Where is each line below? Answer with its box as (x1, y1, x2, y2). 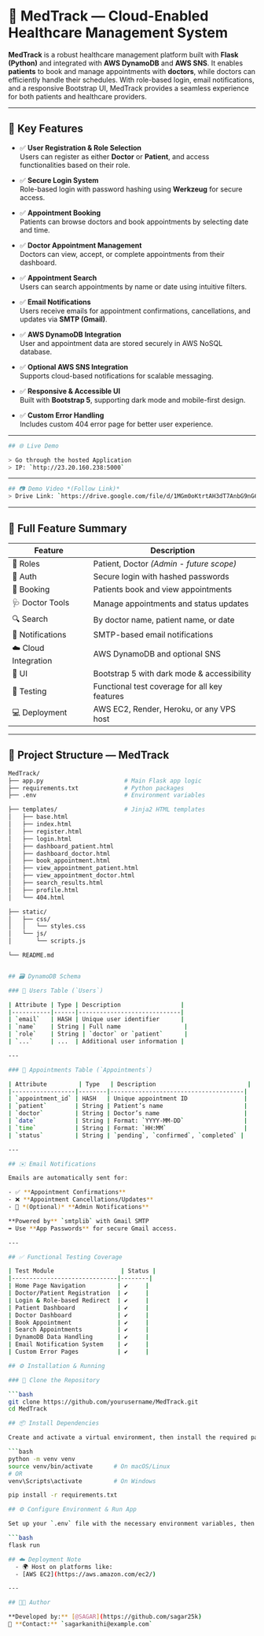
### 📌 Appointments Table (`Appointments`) (8, 1065, 153, 1074)
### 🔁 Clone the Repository (8, 1376, 101, 1384)
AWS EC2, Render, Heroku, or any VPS (93, 703, 236, 714)
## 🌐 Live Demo (8, 441, 59, 450)
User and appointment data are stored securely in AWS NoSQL (19, 338, 223, 348)
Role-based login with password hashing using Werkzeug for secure (19, 184, 243, 194)
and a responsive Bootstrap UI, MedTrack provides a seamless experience (8, 83, 249, 93)
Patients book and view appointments (93, 583, 233, 594)
